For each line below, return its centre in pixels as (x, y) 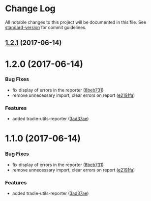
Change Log (30, 9)
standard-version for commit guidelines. (46, 27)
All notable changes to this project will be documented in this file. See (76, 22)
